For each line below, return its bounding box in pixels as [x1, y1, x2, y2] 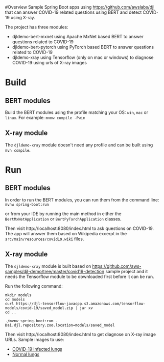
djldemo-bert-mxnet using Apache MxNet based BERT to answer [12, 34, 143, 39]
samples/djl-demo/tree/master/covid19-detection [5, 268, 104, 274]
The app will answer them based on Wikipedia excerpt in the [5, 230, 127, 236]
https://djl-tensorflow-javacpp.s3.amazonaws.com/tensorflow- [16, 301, 146, 306]
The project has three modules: [5, 24, 69, 30]
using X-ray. [10, 15, 35, 20]
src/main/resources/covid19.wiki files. [5, 236, 84, 242]
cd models [5, 297, 25, 302]
